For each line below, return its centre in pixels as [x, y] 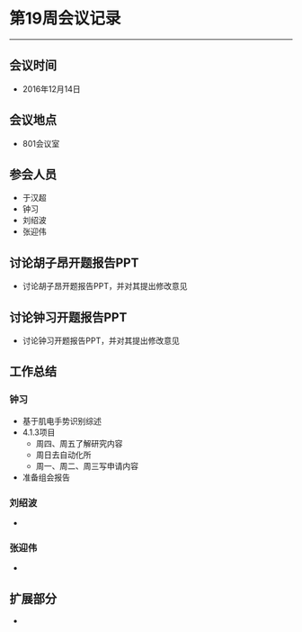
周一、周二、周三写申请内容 [87, 465]
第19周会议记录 [65, 18]
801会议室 [41, 143]
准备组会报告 [46, 477]
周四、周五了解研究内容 [79, 443]
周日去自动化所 [63, 455]
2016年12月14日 [51, 89]
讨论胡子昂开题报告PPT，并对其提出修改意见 [105, 286]
